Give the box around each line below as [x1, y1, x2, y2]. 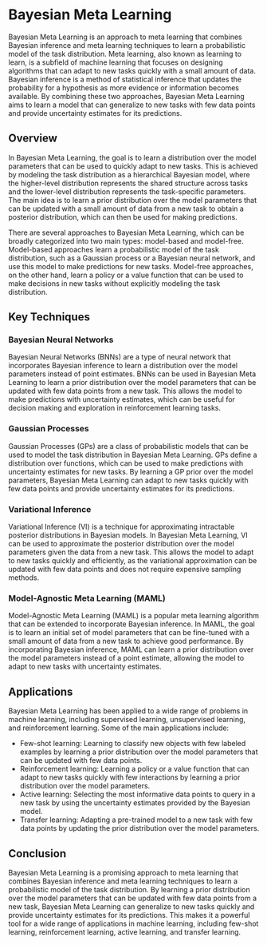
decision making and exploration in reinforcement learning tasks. [8, 403, 222, 413]
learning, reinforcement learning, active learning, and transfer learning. [8, 927, 241, 936]
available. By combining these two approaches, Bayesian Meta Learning [8, 91, 245, 101]
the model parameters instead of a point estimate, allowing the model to [8, 653, 245, 663]
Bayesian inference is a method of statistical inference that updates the [8, 74, 242, 84]
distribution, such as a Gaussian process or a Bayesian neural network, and [8, 253, 256, 263]
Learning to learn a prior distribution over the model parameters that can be [8, 378, 257, 387]
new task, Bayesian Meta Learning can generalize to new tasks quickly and [8, 901, 255, 911]
